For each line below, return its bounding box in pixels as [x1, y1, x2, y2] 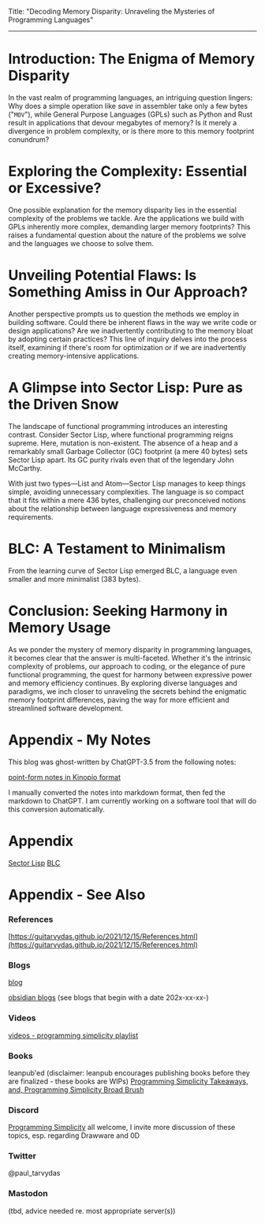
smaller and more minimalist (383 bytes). [8, 574, 141, 584]
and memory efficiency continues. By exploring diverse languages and [8, 678, 238, 688]
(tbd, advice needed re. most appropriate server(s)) [8, 1206, 176, 1215]
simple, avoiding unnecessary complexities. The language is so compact [8, 487, 244, 496]
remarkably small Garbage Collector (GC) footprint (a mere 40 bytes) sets [8, 446, 248, 456]
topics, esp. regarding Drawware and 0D [8, 1131, 140, 1140]
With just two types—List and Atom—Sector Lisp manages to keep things [8, 479, 246, 488]
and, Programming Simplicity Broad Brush [8, 1084, 144, 1094]
